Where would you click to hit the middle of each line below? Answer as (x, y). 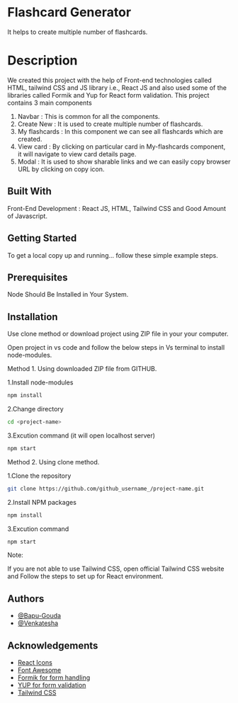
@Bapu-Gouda (39, 616)
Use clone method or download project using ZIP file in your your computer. (118, 334)
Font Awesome (39, 670)
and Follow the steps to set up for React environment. (85, 576)
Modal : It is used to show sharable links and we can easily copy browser (124, 161)
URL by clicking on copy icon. (61, 169)
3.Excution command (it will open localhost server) (81, 435)
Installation (33, 317)
